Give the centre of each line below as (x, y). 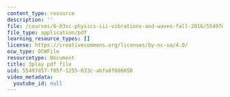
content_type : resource (41, 13)
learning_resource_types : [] (49, 39)
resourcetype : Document (41, 58)
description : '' (30, 20)
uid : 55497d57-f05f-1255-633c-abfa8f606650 (70, 70)
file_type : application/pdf (47, 32)
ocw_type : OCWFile (33, 52)
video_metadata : (30, 77)
